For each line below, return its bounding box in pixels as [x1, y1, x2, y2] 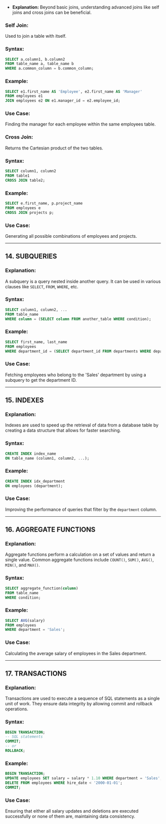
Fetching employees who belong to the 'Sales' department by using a [5, 372, 147, 378]
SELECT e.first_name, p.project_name [5, 201, 83, 206]
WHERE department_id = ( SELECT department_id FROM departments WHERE [5, 348, 152, 354]
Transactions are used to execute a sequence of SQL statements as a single [5, 695, 160, 701]
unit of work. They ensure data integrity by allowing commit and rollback [5, 701, 153, 707]
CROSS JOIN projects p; [5, 210, 54, 215]
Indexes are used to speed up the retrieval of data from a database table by [5, 422, 159, 428]
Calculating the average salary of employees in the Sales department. [5, 650, 147, 656]
